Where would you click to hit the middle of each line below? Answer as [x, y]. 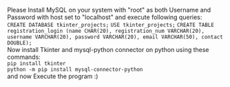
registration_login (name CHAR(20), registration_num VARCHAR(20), [106, 31]
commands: [24, 57]
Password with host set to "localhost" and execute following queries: [105, 17]
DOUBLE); [20, 43]
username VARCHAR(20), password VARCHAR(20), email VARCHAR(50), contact [115, 37]
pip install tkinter [37, 64]
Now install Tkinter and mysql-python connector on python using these [108, 50]
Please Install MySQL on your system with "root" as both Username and [109, 10]
